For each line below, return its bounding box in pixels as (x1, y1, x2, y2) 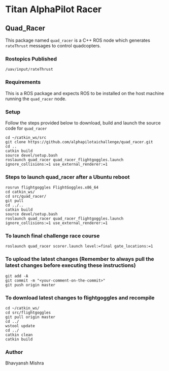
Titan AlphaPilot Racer (5, 4, 102, 15)
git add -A (5, 273, 28, 279)
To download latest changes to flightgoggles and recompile (5, 294, 155, 301)
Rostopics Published (5, 55, 57, 62)
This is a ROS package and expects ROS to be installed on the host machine (5, 90, 164, 96)
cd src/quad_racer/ (5, 194, 47, 199)
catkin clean (5, 332, 33, 337)
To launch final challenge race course (5, 232, 100, 239)
